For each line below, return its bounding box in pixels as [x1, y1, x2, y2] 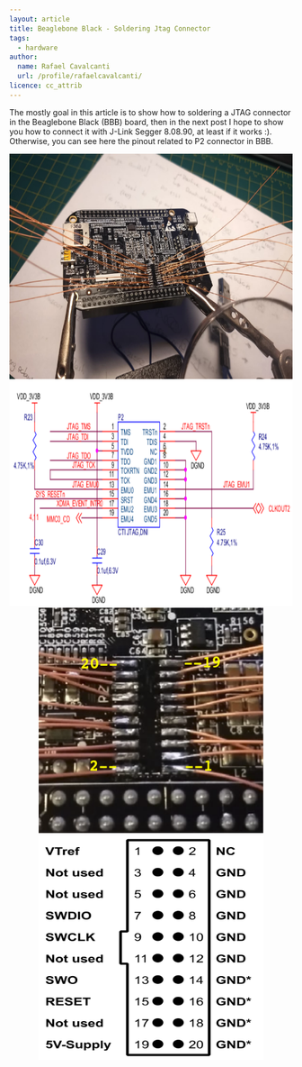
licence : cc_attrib [9, 81, 83, 90]
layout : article [9, 14, 70, 23]
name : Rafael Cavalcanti [17, 62, 111, 71]
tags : [9, 33, 30, 42]
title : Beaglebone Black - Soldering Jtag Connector [9, 23, 211, 33]
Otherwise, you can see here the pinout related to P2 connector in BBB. [9, 135, 274, 146]
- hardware [17, 43, 58, 52]
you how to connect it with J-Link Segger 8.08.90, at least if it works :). [9, 126, 272, 137]
